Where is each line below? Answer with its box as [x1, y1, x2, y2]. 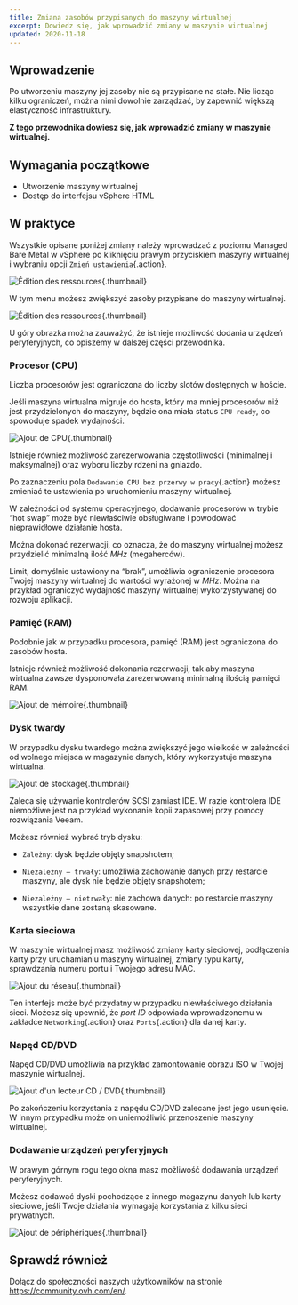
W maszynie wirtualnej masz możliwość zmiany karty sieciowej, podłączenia [9, 944, 290, 955]
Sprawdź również [9, 1253, 109, 1268]
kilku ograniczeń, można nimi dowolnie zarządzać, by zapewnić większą [9, 95, 275, 107]
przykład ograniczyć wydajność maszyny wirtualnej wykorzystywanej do [9, 585, 278, 596]
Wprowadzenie [9, 62, 95, 77]
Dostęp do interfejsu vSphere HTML [21, 190, 155, 201]
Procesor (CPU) [9, 359, 78, 372]
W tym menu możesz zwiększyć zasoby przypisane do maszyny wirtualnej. [9, 292, 286, 303]
